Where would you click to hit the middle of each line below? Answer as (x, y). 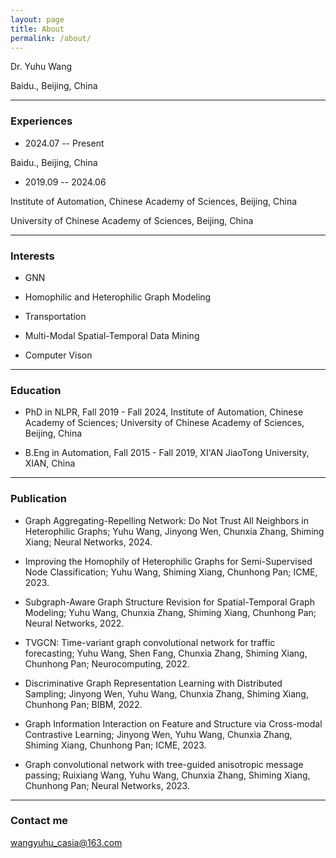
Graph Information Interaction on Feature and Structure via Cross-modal (173, 723)
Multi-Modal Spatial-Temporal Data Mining (112, 335)
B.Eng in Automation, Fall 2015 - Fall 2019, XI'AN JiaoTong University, (167, 453)
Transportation (55, 316)
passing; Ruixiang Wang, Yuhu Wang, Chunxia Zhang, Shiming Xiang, (167, 775)
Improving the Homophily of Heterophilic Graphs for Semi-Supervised (168, 561)
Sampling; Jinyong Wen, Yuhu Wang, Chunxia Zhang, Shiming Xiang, (166, 693)
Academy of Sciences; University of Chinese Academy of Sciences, (164, 423)
